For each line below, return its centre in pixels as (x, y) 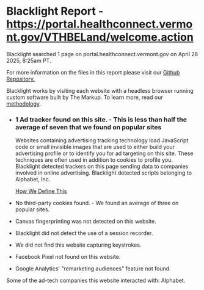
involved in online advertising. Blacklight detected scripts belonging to (104, 173)
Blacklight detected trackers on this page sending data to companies (102, 167)
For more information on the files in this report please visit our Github (93, 72)
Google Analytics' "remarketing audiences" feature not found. (93, 269)
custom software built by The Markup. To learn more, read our (85, 97)
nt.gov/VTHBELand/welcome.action (100, 37)
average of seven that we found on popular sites (88, 127)
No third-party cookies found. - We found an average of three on (97, 203)
